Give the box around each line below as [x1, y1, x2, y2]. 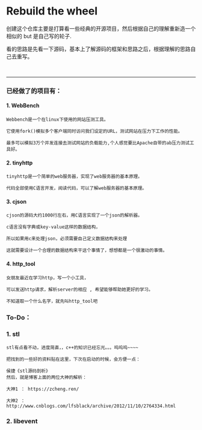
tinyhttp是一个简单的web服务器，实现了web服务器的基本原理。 [6, 174, 142, 180]
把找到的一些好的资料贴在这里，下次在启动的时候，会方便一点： [6, 356, 141, 362]
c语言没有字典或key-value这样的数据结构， [6, 224, 100, 230]
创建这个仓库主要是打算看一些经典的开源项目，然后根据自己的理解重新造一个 [6, 25, 196, 32]
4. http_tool [6, 261, 35, 268]
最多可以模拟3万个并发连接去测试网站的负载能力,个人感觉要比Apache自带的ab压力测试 [6, 140, 190, 146]
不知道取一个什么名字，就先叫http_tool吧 [6, 298, 98, 304]
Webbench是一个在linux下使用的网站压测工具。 [6, 116, 109, 123]
